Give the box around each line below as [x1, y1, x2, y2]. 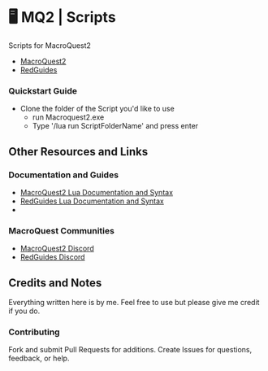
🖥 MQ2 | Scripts [8, 8, 116, 27]
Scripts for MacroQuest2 [8, 40, 92, 50]
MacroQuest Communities [8, 225, 115, 236]
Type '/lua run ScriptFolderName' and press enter [32, 121, 199, 131]
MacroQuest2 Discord [19, 243, 95, 254]
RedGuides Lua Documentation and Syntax [19, 196, 164, 206]
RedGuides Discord [19, 252, 85, 262]
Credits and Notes [8, 276, 102, 290]
